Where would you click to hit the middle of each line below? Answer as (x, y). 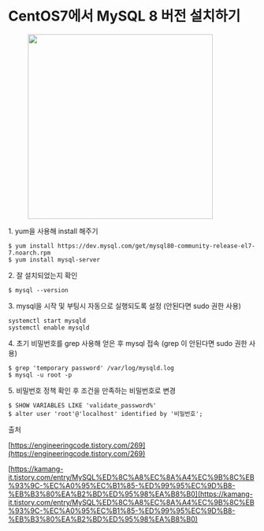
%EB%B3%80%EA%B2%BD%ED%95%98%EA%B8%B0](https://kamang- (131, 494)
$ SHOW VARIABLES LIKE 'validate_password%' (82, 405)
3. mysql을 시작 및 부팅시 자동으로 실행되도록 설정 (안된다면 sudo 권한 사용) (125, 306)
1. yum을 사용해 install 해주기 (53, 231)
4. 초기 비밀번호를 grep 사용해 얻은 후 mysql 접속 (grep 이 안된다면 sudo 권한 (128, 343)
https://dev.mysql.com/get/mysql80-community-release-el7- (157, 246)
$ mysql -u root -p (40, 375)
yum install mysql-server (58, 260)
